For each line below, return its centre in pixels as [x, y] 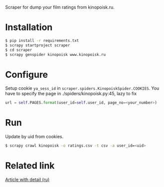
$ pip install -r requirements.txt [42, 40]
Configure [27, 75]
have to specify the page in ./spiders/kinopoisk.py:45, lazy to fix [71, 94]
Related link [30, 166]
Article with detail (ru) [27, 180]
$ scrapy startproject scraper [38, 45]
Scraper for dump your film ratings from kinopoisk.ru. [60, 7]
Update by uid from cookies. [34, 137]
